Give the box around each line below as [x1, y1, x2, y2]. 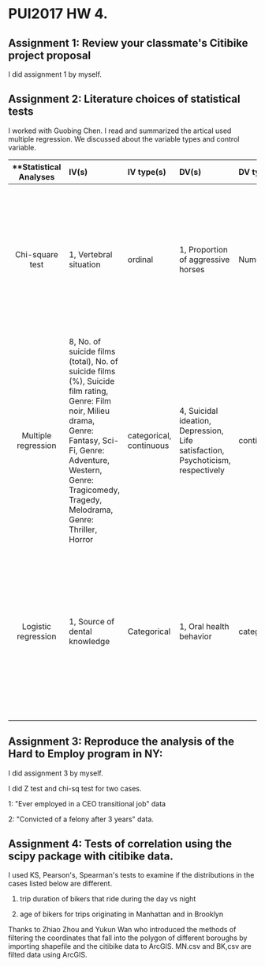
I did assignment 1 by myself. [8, 70, 103, 79]
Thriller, [68, 524, 98, 535]
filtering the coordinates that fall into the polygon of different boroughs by [8, 933, 248, 942]
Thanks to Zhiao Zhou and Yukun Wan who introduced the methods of [8, 925, 237, 935]
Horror [68, 533, 94, 544]
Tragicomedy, [68, 484, 121, 495]
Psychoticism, [178, 454, 231, 465]
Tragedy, [68, 494, 103, 505]
